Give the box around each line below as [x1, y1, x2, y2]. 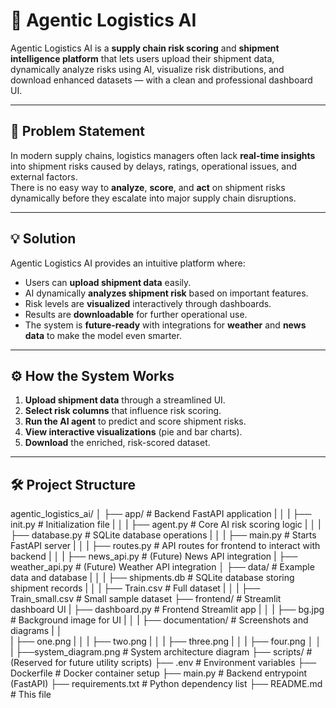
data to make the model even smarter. [24, 329, 182, 341]
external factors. [10, 170, 78, 183]
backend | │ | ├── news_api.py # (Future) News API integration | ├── [10, 550, 298, 563]
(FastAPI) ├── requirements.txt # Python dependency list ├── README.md [10, 678, 323, 690]
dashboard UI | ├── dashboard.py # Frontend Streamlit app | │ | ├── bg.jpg [10, 604, 325, 616]
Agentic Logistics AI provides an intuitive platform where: [10, 257, 246, 269]
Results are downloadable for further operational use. [24, 308, 248, 320]
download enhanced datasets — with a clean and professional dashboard [10, 74, 313, 86]
